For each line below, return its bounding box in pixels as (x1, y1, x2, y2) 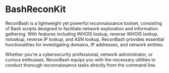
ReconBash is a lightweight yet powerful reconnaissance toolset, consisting (5, 20, 162, 26)
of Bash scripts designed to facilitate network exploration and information (5, 25, 158, 31)
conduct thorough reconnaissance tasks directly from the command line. (5, 62, 156, 68)
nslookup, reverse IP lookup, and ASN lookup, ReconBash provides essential (5, 36, 164, 42)
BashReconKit (5, 4, 66, 15)
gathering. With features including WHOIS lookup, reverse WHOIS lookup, (5, 31, 159, 37)
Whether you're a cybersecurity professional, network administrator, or (5, 51, 153, 57)
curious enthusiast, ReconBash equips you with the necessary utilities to (5, 56, 156, 62)
